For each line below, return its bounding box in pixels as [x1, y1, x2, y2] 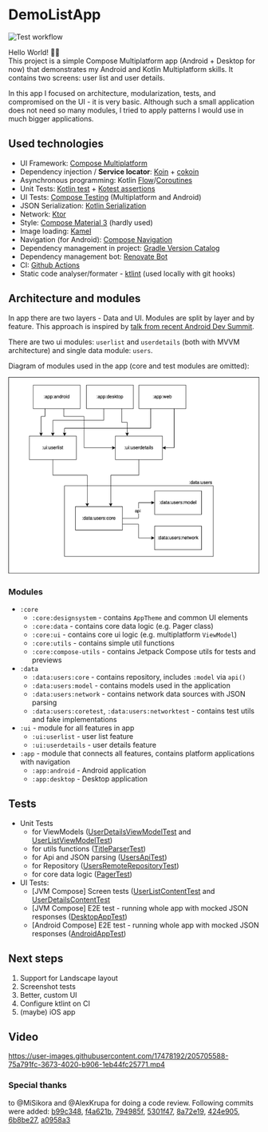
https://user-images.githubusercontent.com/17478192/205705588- [8, 1051, 229, 1061]
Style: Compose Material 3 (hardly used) [19, 217, 153, 227]
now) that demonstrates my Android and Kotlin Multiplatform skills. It [8, 64, 234, 73]
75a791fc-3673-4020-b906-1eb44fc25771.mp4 [8, 1060, 166, 1070]
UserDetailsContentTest [31, 895, 110, 904]
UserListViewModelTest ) [31, 835, 113, 844]
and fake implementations [31, 714, 117, 724]
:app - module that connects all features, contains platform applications [19, 749, 255, 758]
